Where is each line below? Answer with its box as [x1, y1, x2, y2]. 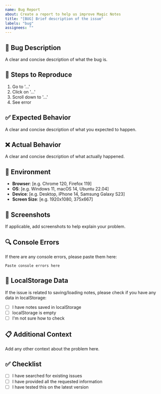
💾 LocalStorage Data [5, 277, 68, 285]
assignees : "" [5, 25, 34, 30]
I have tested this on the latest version [12, 384, 89, 390]
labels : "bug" [5, 21, 34, 26]
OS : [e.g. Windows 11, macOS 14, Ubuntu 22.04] [12, 186, 109, 192]
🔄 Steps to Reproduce [5, 70, 72, 79]
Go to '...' [12, 84, 30, 90]
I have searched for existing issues [12, 373, 82, 379]
